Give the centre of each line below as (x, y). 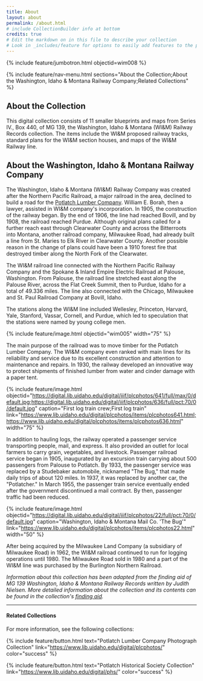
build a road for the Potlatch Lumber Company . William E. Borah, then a (95, 202)
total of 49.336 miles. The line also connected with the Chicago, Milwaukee (100, 291)
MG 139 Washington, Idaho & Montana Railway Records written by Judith (98, 583)
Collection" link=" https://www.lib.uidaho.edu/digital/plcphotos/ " (85, 647)
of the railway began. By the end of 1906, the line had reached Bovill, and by (101, 215)
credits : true (24, 34)
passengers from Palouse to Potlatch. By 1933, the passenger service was (99, 465)
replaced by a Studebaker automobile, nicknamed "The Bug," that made (96, 471)
